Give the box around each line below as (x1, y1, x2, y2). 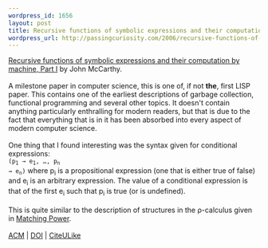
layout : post (8, 19, 52, 27)
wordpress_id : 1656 (8, 11, 73, 20)
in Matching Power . (8, 214, 72, 223)
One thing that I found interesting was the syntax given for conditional (8, 140, 238, 150)
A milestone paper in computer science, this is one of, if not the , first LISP (8, 81, 251, 91)
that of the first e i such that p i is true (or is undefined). (8, 187, 186, 198)
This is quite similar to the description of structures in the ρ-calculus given (8, 205, 253, 215)
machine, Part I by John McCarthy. (8, 65, 122, 74)
